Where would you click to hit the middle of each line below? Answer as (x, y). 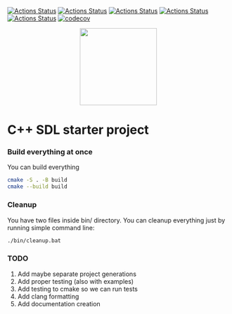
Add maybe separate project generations (77, 274)
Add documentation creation (59, 303)
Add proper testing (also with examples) (76, 281)
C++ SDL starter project (78, 130)
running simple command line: (51, 227)
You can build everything (43, 167)
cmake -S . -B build (38, 180)
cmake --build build (38, 187)
